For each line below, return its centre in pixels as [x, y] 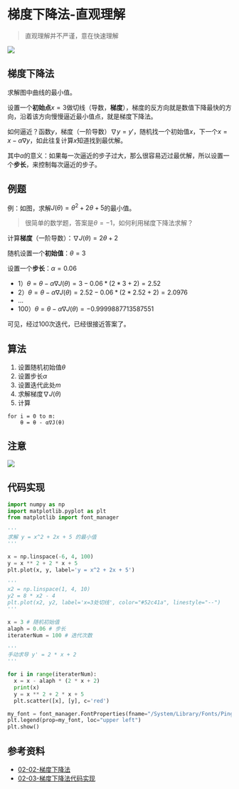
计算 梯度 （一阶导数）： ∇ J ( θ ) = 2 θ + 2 [63, 238]
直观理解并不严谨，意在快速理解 [71, 36]
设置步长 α [32, 376]
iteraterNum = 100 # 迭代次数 [50, 635]
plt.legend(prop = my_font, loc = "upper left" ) [74, 721]
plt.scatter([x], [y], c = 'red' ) [62, 701]
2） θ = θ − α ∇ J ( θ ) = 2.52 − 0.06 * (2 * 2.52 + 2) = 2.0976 [103, 292]
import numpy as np [36, 504]
